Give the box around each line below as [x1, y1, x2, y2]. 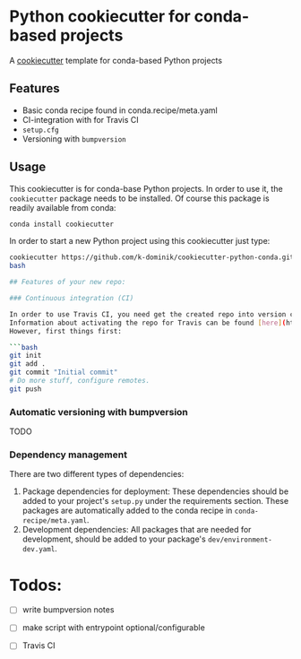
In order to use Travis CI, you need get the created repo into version [9, 309, 287, 319]
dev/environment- [207, 535, 273, 544]
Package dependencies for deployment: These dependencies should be [21, 486, 289, 497]
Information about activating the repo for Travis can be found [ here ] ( [9, 318, 287, 327]
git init [9, 351, 42, 360]
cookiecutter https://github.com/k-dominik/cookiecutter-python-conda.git [9, 253, 295, 262]
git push [9, 384, 42, 394]
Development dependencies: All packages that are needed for [21, 525, 252, 535]
